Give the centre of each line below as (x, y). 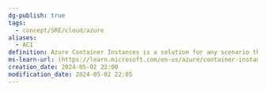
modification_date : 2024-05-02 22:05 (70, 74)
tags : (17, 23)
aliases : (23, 38)
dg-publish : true (37, 15)
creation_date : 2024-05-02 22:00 (63, 67)
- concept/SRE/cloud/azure (60, 30)
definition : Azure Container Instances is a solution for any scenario (129, 52)
